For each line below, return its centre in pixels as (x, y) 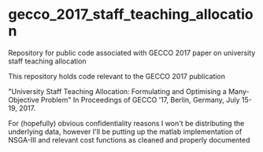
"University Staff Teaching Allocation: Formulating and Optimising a (117, 91)
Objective (24, 100)
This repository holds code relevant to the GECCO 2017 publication (117, 76)
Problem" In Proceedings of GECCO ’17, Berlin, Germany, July (140, 100)
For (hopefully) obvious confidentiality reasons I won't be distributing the (126, 123)
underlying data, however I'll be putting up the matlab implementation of (125, 132)
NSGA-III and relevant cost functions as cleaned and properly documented (129, 139)
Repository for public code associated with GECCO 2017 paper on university (132, 52)
